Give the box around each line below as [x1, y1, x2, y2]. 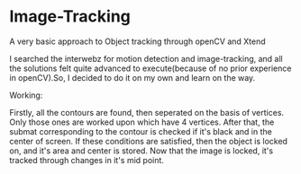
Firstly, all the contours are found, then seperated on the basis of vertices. [9, 107, 285, 117]
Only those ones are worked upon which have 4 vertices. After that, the [9, 117, 275, 127]
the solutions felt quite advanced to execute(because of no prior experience [9, 63, 292, 74]
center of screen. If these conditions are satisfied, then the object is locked [9, 135, 288, 146]
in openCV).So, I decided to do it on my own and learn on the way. [9, 72, 256, 83]
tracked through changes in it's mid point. [9, 154, 165, 165]
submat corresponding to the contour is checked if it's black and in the [9, 126, 272, 136]
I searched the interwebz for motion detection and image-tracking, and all [9, 53, 284, 64]
